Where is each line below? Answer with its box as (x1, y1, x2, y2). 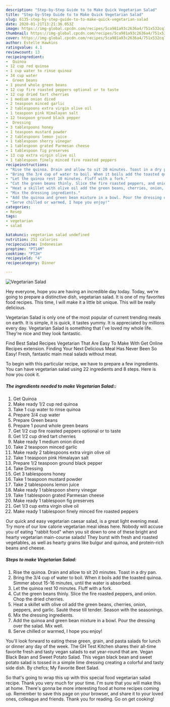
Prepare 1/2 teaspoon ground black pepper (13, 460, 103, 466)
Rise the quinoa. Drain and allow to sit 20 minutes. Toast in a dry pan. (13, 569, 157, 575)
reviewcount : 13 (6, 49, 40, 55)
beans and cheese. (6, 545, 46, 551)
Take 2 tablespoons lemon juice (13, 481, 80, 487)
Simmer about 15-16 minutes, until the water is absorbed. (13, 580, 132, 586)
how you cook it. (6, 371, 40, 377)
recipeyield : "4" (6, 256, 42, 261)
